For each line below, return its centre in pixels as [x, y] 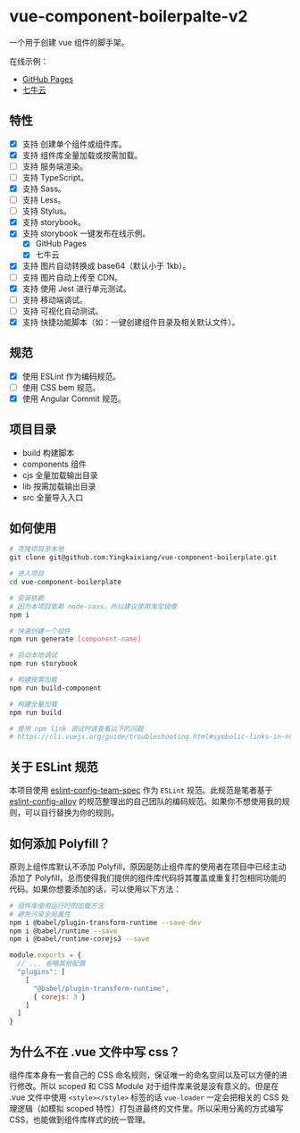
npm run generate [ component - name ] [75, 639]
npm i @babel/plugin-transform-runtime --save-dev [105, 922]
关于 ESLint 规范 [54, 767]
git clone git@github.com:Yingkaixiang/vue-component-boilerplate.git [143, 558]
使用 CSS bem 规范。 [61, 387]
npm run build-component [55, 688]
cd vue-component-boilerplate [66, 583]
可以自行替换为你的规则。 [71, 813]
